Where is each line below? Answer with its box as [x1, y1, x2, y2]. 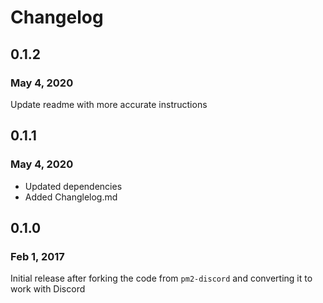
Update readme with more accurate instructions [10, 98, 208, 110]
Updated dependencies [24, 180, 123, 192]
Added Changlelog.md [24, 191, 118, 203]
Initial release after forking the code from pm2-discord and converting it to [10, 272, 313, 285]
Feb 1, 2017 [10, 249, 65, 263]
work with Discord [10, 283, 86, 295]
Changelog [10, 6, 104, 29]
